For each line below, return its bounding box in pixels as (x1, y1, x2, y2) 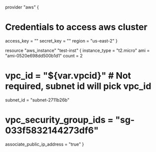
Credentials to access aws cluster (5, 22, 148, 33)
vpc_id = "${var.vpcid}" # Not (5, 70, 131, 81)
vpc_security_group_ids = (5, 114, 114, 126)
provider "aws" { (5, 4, 39, 10)
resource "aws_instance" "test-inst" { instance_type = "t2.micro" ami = (5, 47, 150, 53)
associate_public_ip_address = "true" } (5, 141, 84, 147)
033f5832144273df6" (5, 125, 99, 136)
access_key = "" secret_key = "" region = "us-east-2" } (5, 38, 118, 44)
